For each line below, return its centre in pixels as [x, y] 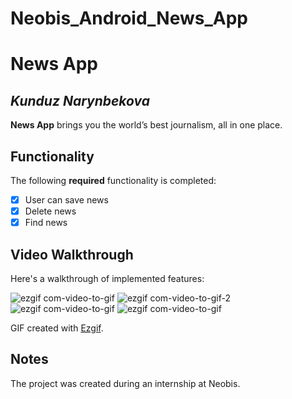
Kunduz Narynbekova [80, 100]
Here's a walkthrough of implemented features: [107, 278]
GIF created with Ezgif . [57, 328]
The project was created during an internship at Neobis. [125, 383]
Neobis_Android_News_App [129, 18]
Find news [46, 223]
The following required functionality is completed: [113, 180]
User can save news [66, 200]
